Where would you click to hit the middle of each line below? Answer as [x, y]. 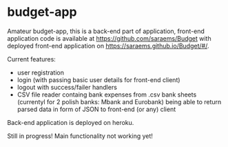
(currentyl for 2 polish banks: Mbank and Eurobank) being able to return [119, 101]
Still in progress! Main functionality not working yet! [80, 136]
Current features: [32, 59]
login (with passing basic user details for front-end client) [99, 79]
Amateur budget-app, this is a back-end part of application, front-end [106, 31]
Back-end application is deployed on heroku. [71, 122]
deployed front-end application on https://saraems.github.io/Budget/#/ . [108, 46]
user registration [40, 72]
